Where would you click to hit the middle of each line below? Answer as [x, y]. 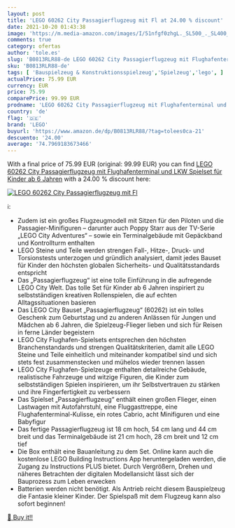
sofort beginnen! [41, 504]
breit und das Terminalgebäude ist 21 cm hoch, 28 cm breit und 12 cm [118, 437]
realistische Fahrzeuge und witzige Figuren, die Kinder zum [103, 377]
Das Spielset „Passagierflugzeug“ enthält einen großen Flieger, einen [117, 400]
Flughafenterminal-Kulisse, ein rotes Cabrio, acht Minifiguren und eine [119, 414]
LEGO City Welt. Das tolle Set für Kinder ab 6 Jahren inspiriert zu [111, 287]
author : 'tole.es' [34, 53]
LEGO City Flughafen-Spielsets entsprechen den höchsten [102, 340]
